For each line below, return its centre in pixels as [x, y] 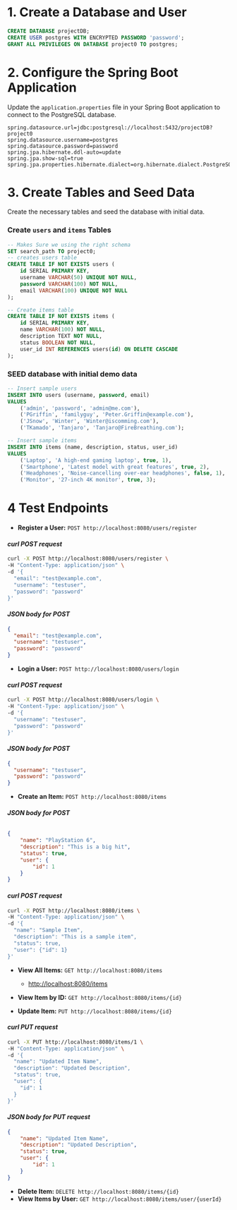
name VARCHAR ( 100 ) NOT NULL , [63, 330]
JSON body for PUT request [49, 1117]
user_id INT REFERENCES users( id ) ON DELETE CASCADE [99, 349]
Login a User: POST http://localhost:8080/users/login [98, 668]
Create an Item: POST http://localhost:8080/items [92, 797]
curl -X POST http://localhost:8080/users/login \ [83, 700]
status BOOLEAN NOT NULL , [58, 343]
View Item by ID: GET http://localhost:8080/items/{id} [99, 997]
